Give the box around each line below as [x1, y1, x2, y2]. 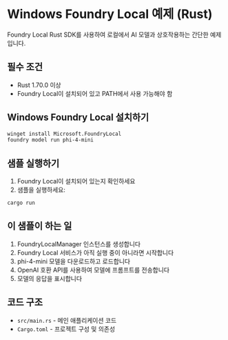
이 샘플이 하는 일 [7, 220, 72, 232]
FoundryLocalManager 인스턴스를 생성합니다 [17, 239, 141, 248]
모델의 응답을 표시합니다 [17, 274, 83, 283]
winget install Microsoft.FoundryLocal [7, 130, 122, 137]
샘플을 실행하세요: [17, 186, 65, 194]
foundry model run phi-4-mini [7, 137, 94, 143]
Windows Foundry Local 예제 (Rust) [7, 6, 213, 22]
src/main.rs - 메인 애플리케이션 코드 [17, 316, 117, 324]
